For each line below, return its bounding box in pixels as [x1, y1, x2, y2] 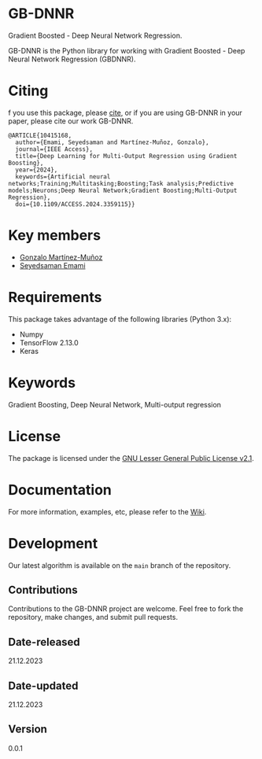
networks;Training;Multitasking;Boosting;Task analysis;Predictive [8, 179, 234, 187]
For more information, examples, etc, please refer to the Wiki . [8, 507, 207, 516]
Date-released [8, 635, 80, 649]
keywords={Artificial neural [15, 172, 111, 181]
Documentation [8, 481, 113, 499]
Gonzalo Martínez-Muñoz [19, 252, 103, 262]
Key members [8, 227, 101, 245]
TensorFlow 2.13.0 [19, 337, 79, 347]
